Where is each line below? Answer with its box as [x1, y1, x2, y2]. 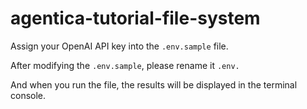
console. [10, 89, 47, 101]
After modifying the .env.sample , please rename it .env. [10, 59, 240, 71]
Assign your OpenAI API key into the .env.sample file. [10, 40, 229, 52]
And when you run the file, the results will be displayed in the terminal [10, 78, 298, 91]
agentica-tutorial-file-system [10, 7, 261, 30]
